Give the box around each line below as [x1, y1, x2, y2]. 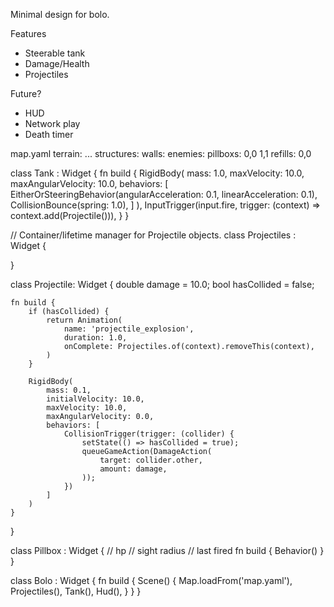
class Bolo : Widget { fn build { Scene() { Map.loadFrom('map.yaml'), [10, 575, 293, 586]
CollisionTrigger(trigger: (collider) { [63, 429, 235, 439]
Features [10, 28, 47, 39]
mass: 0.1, [46, 385, 92, 395]
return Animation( [46, 315, 123, 325]
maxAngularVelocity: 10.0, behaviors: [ [10, 178, 169, 189]
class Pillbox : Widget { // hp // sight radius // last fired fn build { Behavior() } [10, 545, 325, 556]
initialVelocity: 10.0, [46, 394, 145, 404]
